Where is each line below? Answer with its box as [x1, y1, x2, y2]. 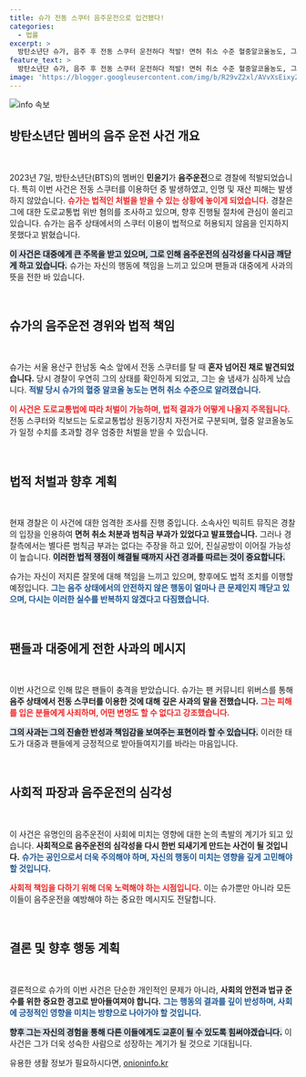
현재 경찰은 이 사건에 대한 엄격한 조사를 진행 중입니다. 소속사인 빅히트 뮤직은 [9, 518, 280, 528]
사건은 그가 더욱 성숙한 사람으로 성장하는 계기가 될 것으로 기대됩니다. [9, 1038, 252, 1049]
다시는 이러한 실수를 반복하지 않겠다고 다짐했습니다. [28, 594, 209, 605]
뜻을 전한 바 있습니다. [9, 271, 85, 282]
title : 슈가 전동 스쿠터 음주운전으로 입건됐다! [9, 13, 165, 23]
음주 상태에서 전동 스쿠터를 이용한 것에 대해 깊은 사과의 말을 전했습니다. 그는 [9, 695, 276, 706]
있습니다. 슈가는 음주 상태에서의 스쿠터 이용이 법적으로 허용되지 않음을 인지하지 [9, 217, 290, 228]
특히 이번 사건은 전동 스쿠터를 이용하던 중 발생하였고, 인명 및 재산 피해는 [21, 183, 276, 194]
